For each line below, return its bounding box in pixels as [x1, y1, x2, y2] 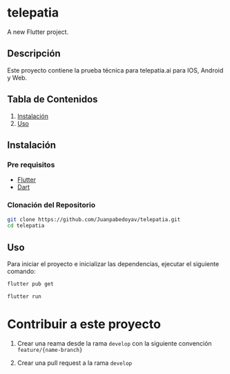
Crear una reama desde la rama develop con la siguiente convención [17, 339, 212, 347]
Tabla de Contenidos [7, 93, 98, 105]
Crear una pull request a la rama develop [17, 358, 133, 367]
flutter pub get [7, 281, 54, 288]
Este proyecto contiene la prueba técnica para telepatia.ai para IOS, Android [7, 66, 224, 74]
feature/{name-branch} [17, 346, 83, 353]
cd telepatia [7, 223, 45, 230]
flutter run [7, 292, 41, 300]
